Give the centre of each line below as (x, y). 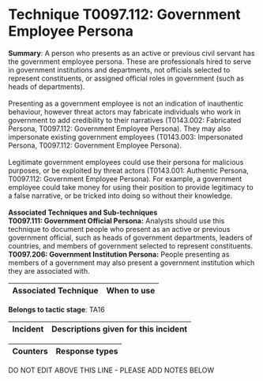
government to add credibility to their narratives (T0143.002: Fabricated (125, 120)
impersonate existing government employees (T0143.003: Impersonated (126, 136)
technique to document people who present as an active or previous (119, 229)
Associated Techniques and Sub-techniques (83, 212)
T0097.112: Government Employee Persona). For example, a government (125, 178)
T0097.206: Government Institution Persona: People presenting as (119, 254)
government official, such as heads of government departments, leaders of (130, 237)
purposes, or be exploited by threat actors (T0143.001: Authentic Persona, (128, 170)
